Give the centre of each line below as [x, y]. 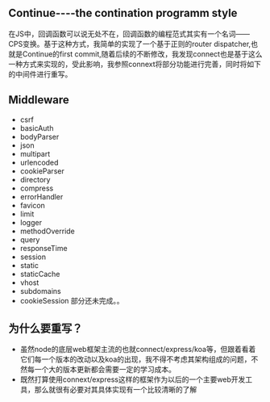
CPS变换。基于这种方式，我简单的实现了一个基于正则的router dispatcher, [130, 44]
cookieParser [42, 171]
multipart [35, 153]
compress [37, 188]
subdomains [41, 291]
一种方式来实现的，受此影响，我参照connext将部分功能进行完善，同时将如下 [135, 64]
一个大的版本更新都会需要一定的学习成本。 [105, 370]
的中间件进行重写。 [40, 74]
